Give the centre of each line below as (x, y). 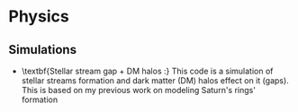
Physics (39, 17)
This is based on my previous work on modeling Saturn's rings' (138, 90)
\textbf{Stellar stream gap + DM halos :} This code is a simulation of (147, 71)
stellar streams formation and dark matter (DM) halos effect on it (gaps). (155, 81)
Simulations (43, 50)
